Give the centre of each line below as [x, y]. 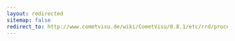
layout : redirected [35, 14]
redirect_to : [26, 26]
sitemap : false [29, 20]
